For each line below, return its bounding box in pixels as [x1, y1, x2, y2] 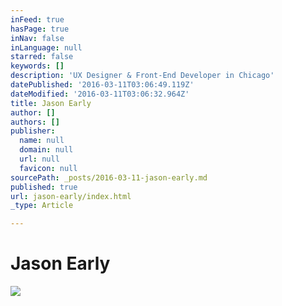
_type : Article [10, 201, 74, 211]
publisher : [10, 126, 56, 136]
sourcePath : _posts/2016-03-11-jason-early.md [10, 172, 208, 183]
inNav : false [10, 33, 65, 43]
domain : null [19, 145, 74, 155]
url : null [19, 154, 60, 164]
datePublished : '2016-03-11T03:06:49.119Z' [10, 80, 195, 90]
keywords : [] [10, 61, 65, 71]
